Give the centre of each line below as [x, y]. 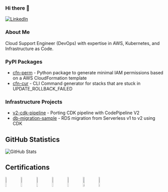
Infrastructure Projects [34, 102]
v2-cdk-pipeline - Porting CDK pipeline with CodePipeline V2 [76, 113]
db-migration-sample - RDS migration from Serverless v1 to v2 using [84, 118]
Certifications [27, 167]
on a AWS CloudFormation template [50, 78]
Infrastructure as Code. [30, 49]
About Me [18, 32]
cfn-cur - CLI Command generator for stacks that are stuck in [76, 83]
